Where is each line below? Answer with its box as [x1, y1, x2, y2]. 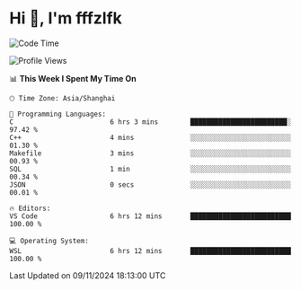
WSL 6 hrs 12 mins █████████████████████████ [9, 246, 292, 255]
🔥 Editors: [9, 204, 51, 213]
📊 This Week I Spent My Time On [9, 73, 137, 83]
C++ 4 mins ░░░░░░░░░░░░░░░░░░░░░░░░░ [9, 133, 292, 142]
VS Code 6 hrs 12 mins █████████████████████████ [9, 211, 292, 221]
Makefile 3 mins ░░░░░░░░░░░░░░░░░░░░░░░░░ [9, 148, 292, 158]
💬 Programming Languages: [9, 110, 106, 119]
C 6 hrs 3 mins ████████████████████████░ [9, 117, 292, 127]
